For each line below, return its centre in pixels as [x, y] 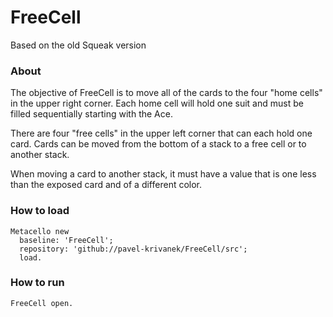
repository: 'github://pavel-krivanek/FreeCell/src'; [133, 249]
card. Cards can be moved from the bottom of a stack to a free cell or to [158, 144]
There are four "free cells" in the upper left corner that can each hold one [161, 133]
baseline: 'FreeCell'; [66, 240]
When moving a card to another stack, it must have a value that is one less [163, 174]
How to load [40, 211]
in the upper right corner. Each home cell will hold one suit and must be [157, 103]
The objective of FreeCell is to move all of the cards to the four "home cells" [166, 93]
